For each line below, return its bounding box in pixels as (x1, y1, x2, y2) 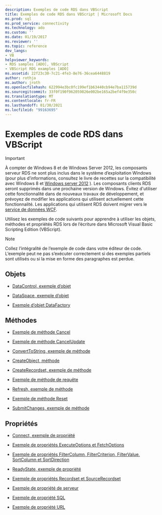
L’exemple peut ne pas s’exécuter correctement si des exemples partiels (5, 251, 151, 257)
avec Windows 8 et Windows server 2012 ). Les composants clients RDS (5, 180, 151, 186)
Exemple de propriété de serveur (12, 485, 79, 491)
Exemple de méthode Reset (12, 396, 68, 402)
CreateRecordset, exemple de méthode (12, 367, 92, 373)
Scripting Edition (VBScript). (5, 226, 62, 232)
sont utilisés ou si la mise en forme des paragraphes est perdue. (5, 256, 135, 261)
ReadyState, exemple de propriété (12, 466, 81, 472)
